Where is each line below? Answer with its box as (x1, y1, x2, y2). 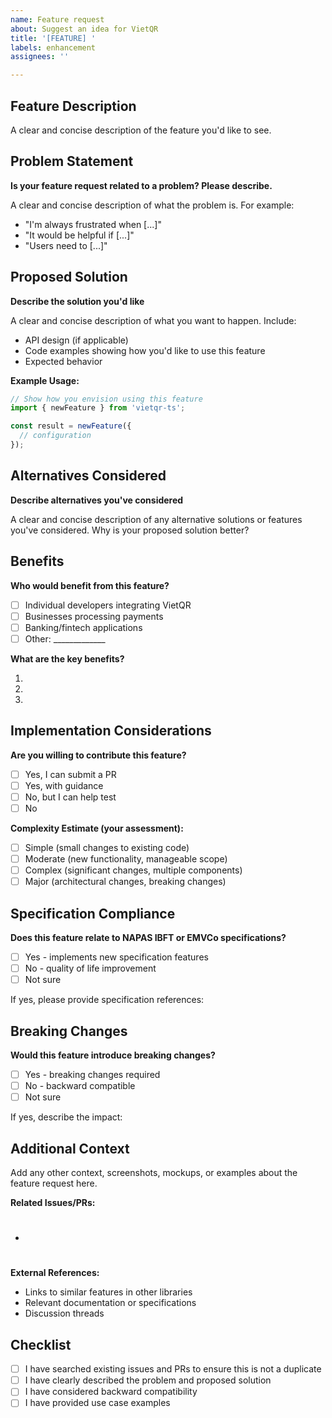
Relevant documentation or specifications (24, 1297, 197, 1309)
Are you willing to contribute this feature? (10, 749, 187, 761)
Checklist (10, 1336, 72, 1353)
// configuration (19, 431, 92, 441)
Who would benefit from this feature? (10, 579, 170, 591)
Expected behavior (24, 355, 103, 367)
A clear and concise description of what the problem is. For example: (10, 199, 295, 211)
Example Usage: (10, 374, 80, 386)
